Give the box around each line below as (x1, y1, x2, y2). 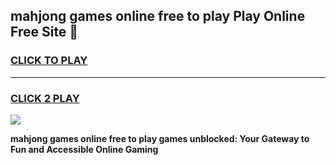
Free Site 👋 (10, 24, 79, 41)
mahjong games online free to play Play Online (10, 8, 306, 25)
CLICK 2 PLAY (10, 91, 80, 105)
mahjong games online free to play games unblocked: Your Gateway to (10, 132, 310, 144)
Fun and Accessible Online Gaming (10, 143, 159, 155)
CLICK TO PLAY (10, 54, 88, 68)
